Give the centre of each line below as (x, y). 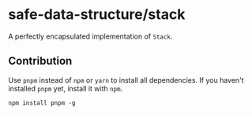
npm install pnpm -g (42, 103)
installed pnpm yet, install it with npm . (66, 88)
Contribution (40, 61)
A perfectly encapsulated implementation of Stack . (90, 36)
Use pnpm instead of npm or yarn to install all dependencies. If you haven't (126, 80)
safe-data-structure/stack (97, 15)
